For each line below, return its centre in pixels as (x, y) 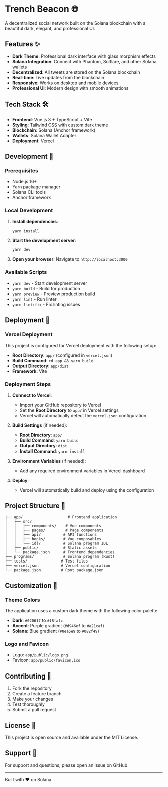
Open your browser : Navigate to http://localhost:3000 (70, 259)
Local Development (29, 210)
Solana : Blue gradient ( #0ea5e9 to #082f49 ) (56, 631)
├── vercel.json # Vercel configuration (58, 566)
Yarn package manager (36, 187)
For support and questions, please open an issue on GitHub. (67, 765)
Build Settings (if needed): (40, 425)
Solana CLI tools (29, 192)
